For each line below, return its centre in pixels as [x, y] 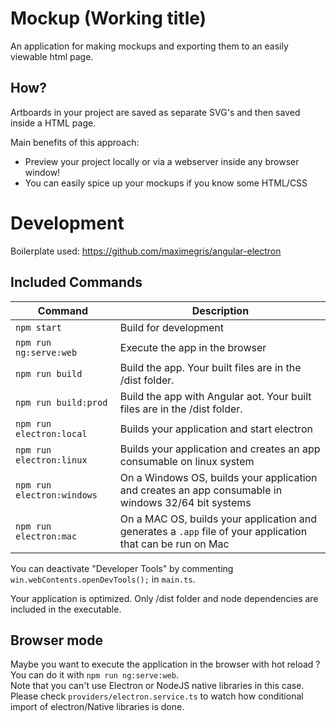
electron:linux [51, 460]
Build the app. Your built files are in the [210, 367]
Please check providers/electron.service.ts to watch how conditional [157, 696]
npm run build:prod [61, 402]
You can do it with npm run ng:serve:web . [94, 675]
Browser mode [56, 640]
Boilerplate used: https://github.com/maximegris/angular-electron [146, 251]
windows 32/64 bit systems [185, 502]
